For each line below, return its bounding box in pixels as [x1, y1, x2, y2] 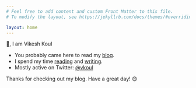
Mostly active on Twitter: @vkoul [14, 64, 93, 71]
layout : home [6, 24, 38, 30]
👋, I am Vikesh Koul [6, 40, 52, 47]
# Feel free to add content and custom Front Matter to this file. [6, 8, 174, 15]
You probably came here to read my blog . [14, 52, 115, 59]
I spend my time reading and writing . [14, 58, 103, 65]
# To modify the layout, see [6, 14, 77, 20]
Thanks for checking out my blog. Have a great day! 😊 [6, 75, 138, 82]
